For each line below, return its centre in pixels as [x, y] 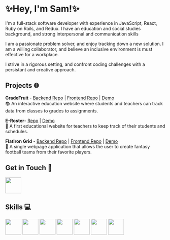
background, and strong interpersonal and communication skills [72, 34]
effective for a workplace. [32, 54]
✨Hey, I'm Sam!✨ [42, 9]
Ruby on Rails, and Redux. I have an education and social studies [73, 28]
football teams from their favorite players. [49, 152]
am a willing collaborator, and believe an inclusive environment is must [79, 49]
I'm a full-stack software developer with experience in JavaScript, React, [81, 23]
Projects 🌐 [22, 86]
